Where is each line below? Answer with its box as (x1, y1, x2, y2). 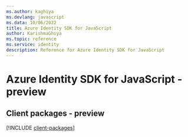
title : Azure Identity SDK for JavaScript (6, 25, 112, 31)
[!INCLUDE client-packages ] (6, 124, 75, 131)
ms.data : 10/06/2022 (6, 19, 57, 25)
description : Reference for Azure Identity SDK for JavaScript (6, 47, 165, 53)
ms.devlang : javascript (6, 14, 65, 20)
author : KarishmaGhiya (6, 31, 62, 37)
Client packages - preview (6, 109, 105, 119)
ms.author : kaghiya (6, 8, 54, 15)
